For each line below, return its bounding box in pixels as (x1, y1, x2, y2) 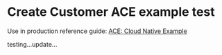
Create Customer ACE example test (7, 4, 215, 20)
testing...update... (7, 40, 58, 48)
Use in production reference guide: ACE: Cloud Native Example (7, 27, 187, 35)
